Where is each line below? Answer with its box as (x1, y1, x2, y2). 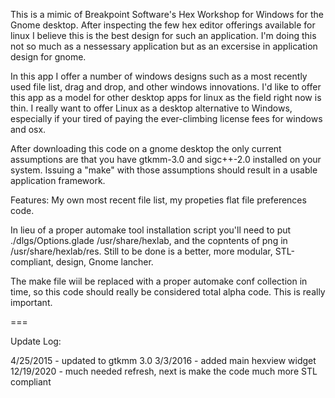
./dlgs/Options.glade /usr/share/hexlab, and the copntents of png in (10, 235, 288, 246)
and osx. (10, 124, 47, 135)
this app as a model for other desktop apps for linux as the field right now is (10, 92, 322, 103)
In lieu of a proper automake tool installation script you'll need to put (10, 224, 292, 236)
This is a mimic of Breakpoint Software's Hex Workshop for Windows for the (10, 9, 324, 20)
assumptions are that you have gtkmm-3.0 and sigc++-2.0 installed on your (10, 154, 322, 165)
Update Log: (10, 335, 62, 347)
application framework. (10, 175, 106, 186)
